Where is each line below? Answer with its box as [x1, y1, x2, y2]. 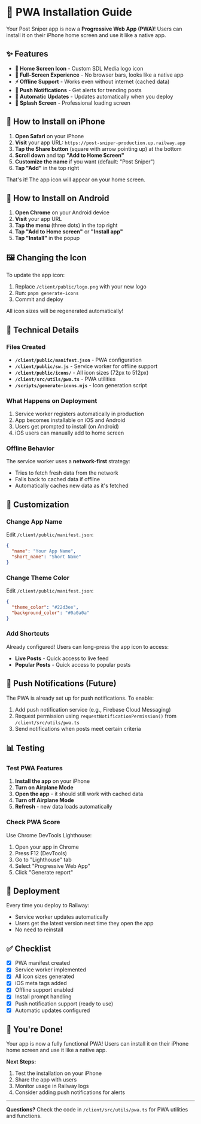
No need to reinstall [14, 926, 64, 933]
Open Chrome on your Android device [14, 209, 109, 216]
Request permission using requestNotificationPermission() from [14, 712, 176, 719]
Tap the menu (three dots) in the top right [14, 221, 118, 229]
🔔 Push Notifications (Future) [6, 679, 117, 689]
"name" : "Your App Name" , [11, 548, 77, 554]
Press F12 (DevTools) [14, 849, 68, 856]
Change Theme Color [6, 573, 70, 582]
